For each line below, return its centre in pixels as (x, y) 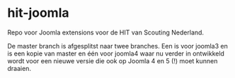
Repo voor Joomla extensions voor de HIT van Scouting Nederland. (105, 32)
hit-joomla (38, 13)
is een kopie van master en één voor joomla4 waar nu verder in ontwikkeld (116, 53)
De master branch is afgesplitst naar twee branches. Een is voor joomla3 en (117, 46)
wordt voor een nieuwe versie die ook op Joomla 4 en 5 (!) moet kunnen (113, 60)
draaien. (19, 68)
